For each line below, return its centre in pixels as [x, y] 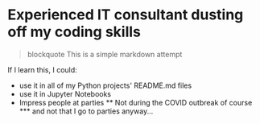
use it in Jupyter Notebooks [65, 93]
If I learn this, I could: [42, 69]
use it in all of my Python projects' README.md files [105, 85]
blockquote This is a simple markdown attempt [105, 54]
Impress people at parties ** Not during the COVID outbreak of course [136, 102]
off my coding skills [74, 32]
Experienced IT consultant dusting [126, 15]
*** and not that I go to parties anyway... [86, 111]
